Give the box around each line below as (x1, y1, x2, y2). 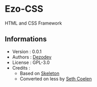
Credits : (12, 64, 30, 71)
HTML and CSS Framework (5, 20, 62, 26)
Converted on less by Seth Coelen (19, 75, 92, 82)
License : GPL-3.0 (12, 59, 50, 66)
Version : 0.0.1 (12, 48, 42, 54)
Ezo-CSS (5, 3, 44, 15)
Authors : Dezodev (12, 54, 52, 60)
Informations (5, 35, 47, 43)
